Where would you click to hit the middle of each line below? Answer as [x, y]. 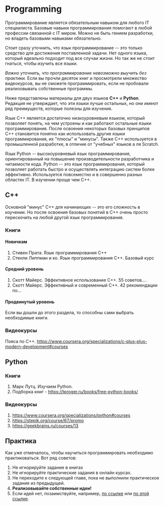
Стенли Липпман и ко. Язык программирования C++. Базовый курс [83, 258]
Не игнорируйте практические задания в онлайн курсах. [72, 473]
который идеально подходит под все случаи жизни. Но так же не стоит [80, 58]
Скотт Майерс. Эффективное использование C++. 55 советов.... [79, 280]
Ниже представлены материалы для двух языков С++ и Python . [72, 98]
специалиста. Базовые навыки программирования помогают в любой [79, 27]
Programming [34, 9]
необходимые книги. [27, 318]
